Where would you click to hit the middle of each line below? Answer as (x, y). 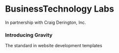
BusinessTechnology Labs (59, 9)
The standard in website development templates (54, 46)
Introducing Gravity (29, 35)
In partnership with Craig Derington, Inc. (46, 22)
